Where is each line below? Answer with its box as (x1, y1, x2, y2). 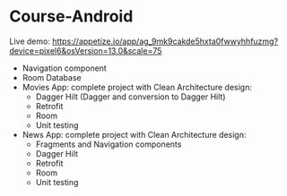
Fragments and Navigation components (35, 139, 182, 149)
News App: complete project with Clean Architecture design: (22, 129, 247, 140)
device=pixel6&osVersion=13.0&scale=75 (9, 45, 162, 55)
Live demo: (9, 36, 51, 47)
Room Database (22, 72, 83, 82)
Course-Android (9, 6, 134, 27)
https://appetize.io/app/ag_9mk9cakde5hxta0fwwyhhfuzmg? (52, 36, 279, 47)
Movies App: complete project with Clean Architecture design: (22, 81, 253, 92)
